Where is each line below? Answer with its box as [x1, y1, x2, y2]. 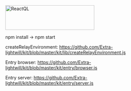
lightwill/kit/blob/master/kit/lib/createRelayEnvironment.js [5, 50, 126, 55]
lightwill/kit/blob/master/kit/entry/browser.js [5, 65, 98, 71]
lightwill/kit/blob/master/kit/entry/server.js [5, 80, 94, 86]
